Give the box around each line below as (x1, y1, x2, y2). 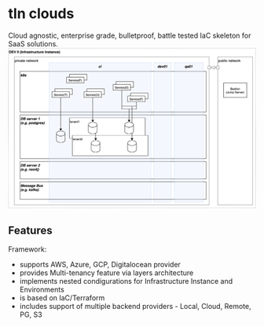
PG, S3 (19, 310, 42, 319)
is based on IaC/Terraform (19, 293, 105, 303)
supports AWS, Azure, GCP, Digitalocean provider (19, 260, 181, 270)
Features (8, 223, 53, 237)
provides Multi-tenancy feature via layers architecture (19, 268, 194, 277)
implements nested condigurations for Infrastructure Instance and (19, 277, 233, 286)
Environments (19, 285, 64, 295)
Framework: (8, 244, 47, 254)
